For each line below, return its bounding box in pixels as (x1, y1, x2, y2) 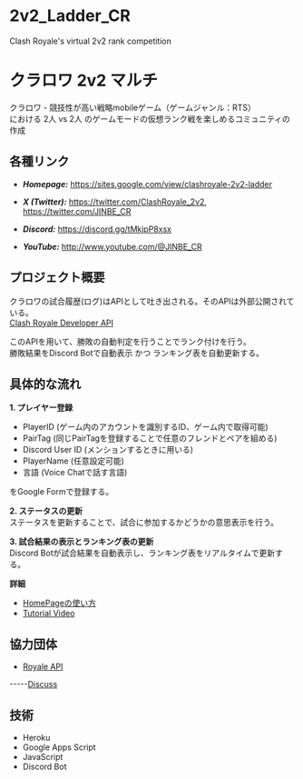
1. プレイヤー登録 (9, 402, 73, 414)
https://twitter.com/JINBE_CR (22, 205, 132, 216)
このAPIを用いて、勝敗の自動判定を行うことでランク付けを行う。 (9, 335, 251, 346)
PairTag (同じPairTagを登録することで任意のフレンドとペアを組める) (22, 433, 278, 444)
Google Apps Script (22, 742, 97, 753)
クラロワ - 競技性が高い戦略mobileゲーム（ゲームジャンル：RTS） (9, 102, 256, 113)
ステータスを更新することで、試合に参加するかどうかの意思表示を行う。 (9, 517, 279, 528)
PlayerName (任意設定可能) (22, 455, 125, 466)
